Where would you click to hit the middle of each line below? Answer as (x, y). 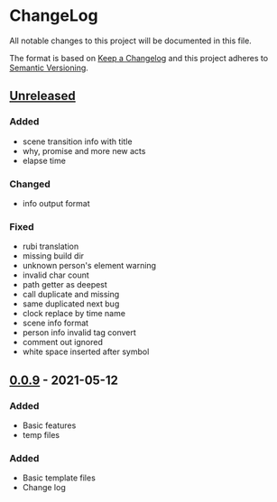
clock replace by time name (74, 314)
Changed (30, 184)
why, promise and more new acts (84, 151)
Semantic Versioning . (49, 68)
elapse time (44, 160)
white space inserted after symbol (86, 351)
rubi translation (51, 246)
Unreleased (43, 96)
